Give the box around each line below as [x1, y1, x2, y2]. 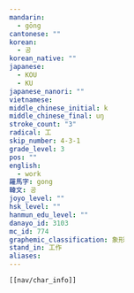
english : [9, 161, 41, 170]
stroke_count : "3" [9, 120, 77, 129]
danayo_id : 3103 [9, 219, 69, 227]
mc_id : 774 [9, 227, 49, 235]
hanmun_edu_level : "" [9, 210, 89, 220]
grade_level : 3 [9, 144, 65, 153]
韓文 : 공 [9, 186, 37, 195]
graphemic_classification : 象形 [9, 235, 125, 244]
